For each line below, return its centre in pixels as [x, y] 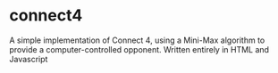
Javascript [29, 59]
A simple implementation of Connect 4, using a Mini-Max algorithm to [137, 40]
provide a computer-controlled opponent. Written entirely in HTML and [139, 49]
